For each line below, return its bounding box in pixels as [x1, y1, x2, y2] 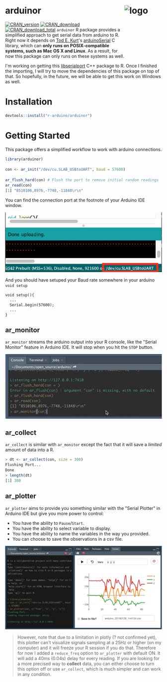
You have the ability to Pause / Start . [12, 520, 84, 526]
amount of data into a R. [5, 447, 55, 453]
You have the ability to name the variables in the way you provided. [12, 530, 150, 537]
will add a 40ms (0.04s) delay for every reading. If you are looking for [17, 656, 160, 662]
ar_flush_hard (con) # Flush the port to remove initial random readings [5, 178, 159, 183]
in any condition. [17, 672, 52, 678]
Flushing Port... [5, 463, 41, 468]
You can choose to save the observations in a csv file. [12, 536, 123, 542]
